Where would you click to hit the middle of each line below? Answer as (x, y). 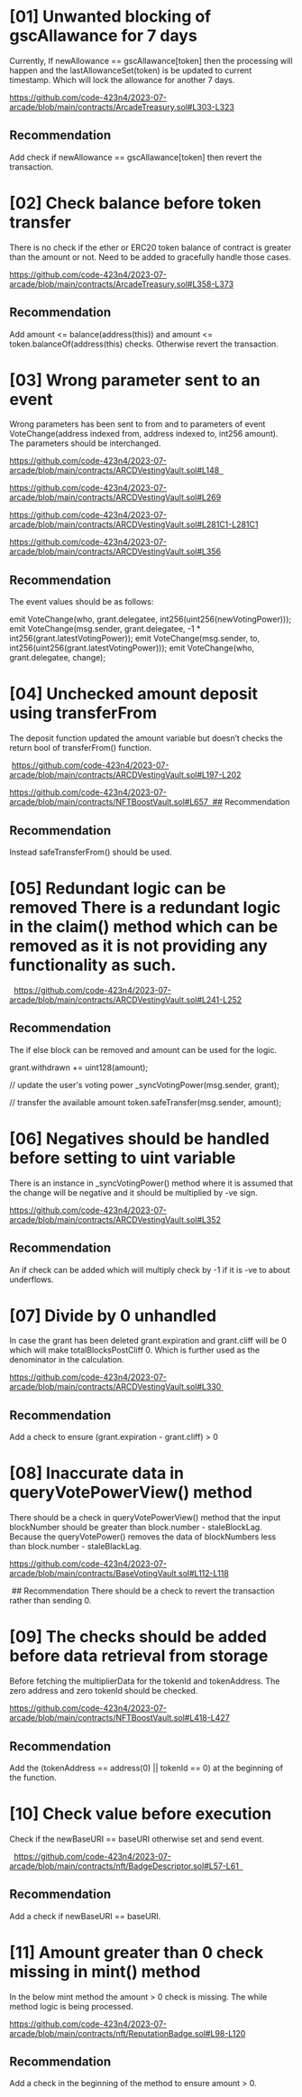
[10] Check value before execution (141, 1814)
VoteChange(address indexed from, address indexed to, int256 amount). (144, 434)
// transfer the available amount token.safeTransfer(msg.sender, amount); (146, 1102)
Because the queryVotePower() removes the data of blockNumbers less (143, 1537)
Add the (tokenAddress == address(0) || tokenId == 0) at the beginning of (146, 1768)
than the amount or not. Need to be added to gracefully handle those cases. (150, 257)
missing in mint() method (105, 1971)
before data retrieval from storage (139, 1656)
